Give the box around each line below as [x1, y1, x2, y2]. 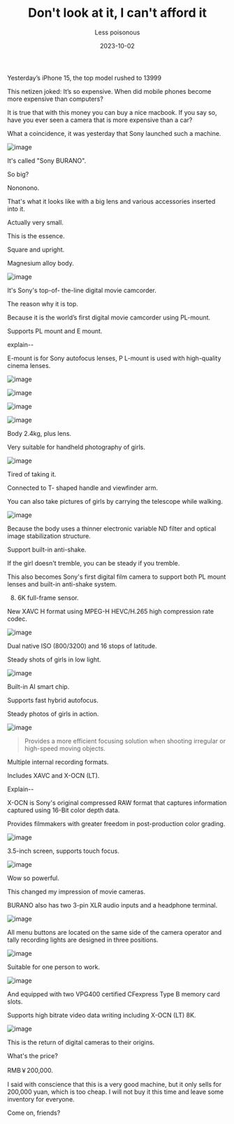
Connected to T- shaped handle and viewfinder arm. [7, 484, 159, 492]
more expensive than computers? [7, 95, 103, 103]
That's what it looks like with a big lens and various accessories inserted [7, 197, 216, 205]
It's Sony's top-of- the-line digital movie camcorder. [7, 286, 157, 294]
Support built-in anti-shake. [7, 545, 87, 554]
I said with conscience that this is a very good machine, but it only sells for [7, 1080, 222, 1088]
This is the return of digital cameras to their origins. [7, 1038, 155, 1046]
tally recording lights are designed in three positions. [7, 935, 159, 944]
